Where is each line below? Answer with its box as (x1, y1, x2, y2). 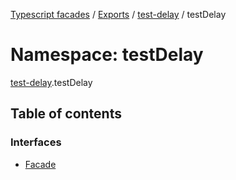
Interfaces (10, 135, 62, 149)
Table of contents (10, 105, 122, 123)
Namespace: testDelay (10, 44, 204, 66)
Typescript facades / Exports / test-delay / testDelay (10, 9, 227, 20)
